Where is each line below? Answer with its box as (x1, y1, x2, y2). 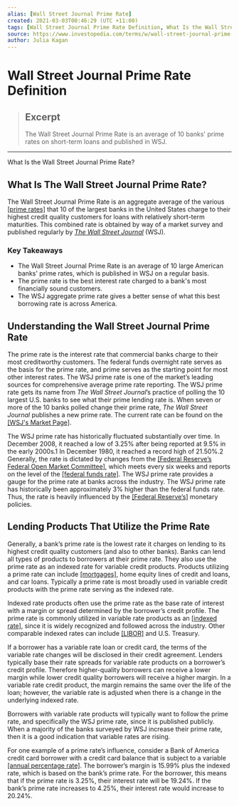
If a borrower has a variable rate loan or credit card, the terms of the (7, 642, 208, 651)
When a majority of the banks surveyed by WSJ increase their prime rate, (7, 724, 223, 733)
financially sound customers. (17, 284, 103, 293)
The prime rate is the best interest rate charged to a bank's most (17, 277, 207, 286)
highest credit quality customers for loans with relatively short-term (7, 212, 205, 221)
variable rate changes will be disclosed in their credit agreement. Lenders (7, 650, 223, 659)
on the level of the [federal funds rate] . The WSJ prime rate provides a (7, 470, 213, 478)
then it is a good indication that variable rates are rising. (7, 732, 171, 740)
